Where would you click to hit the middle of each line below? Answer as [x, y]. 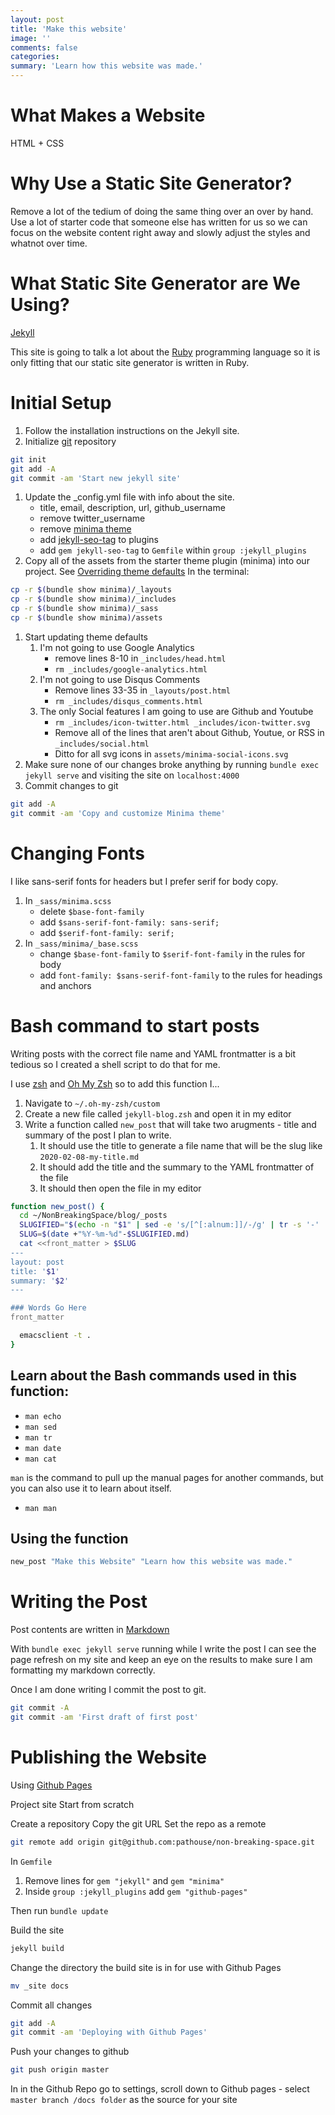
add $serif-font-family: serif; [107, 932]
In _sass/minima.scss [68, 900]
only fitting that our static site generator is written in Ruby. [130, 362]
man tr [38, 1437]
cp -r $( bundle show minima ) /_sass [84, 609]
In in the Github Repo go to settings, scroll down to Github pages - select [160, 2089]
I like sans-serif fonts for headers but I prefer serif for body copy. [144, 881]
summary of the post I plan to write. [98, 1135]
